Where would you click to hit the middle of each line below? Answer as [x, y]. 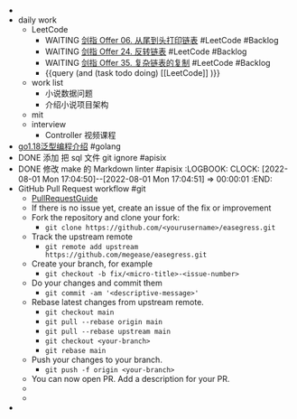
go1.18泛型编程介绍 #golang [70, 146]
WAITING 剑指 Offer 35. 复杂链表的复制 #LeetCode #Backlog [158, 63]
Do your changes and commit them [97, 283]
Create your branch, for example [92, 264]
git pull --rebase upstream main [108, 331]
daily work [37, 20]
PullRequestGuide [65, 198]
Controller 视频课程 [80, 135]
